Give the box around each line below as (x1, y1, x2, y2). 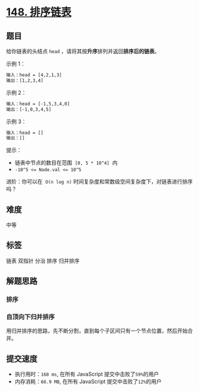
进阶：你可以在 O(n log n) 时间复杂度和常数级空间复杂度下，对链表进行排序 (6, 178, 193, 185)
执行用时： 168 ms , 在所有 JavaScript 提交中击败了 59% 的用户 (14, 371, 159, 378)
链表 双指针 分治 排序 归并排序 (6, 257, 80, 264)
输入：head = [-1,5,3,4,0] (6, 101, 70, 107)
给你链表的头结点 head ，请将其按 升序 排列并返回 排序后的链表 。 (6, 48, 160, 55)
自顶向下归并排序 (6, 313, 55, 321)
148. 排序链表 (6, 5, 72, 19)
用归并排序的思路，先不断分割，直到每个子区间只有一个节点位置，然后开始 (6, 327, 188, 335)
